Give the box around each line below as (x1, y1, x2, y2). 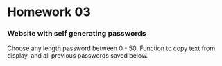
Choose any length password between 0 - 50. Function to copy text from (7, 44, 216, 52)
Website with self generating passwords (7, 29, 146, 38)
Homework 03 (7, 4, 92, 20)
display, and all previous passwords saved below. (7, 52, 148, 60)
